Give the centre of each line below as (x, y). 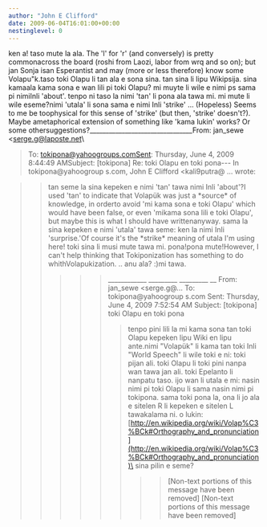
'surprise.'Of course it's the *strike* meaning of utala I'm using (151, 239)
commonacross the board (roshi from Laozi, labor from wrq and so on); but (132, 62)
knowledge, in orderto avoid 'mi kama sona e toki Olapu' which (152, 204)
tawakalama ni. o (156, 415)
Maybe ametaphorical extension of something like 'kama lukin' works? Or (129, 122)
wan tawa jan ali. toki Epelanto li (181, 372)
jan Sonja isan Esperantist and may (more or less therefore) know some (126, 71)
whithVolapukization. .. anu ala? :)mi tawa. (117, 264)
